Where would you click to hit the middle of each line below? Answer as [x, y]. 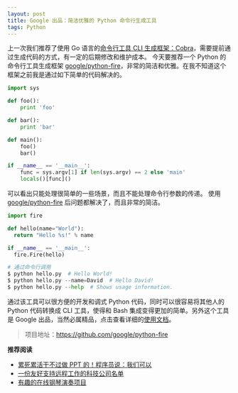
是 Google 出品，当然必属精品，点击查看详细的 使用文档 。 [91, 319]
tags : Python [27, 27]
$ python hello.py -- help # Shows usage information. [90, 287]
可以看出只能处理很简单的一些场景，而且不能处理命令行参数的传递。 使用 [114, 193]
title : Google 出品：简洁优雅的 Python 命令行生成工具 [82, 21]
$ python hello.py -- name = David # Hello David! [81, 281]
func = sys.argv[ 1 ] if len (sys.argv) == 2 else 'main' [103, 172]
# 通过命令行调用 [29, 267]
